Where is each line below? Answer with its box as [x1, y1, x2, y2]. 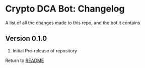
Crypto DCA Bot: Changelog [5, 3, 125, 15]
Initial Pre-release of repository [12, 47, 77, 53]
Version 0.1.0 [5, 34, 47, 43]
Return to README [5, 57, 44, 63]
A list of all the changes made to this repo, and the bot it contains [5, 20, 140, 26]
